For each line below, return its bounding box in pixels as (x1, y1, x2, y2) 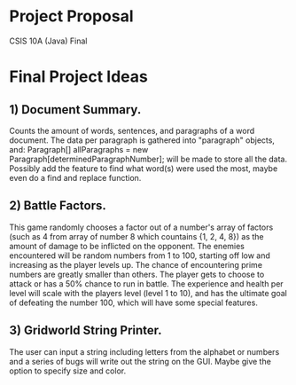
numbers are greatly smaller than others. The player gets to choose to (9, 269, 265, 279)
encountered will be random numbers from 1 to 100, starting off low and (9, 250, 270, 261)
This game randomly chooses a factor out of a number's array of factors (9, 222, 274, 232)
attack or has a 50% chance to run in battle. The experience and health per (9, 278, 284, 289)
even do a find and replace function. (9, 172, 142, 183)
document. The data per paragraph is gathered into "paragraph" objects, (9, 135, 275, 145)
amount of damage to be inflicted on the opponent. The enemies (9, 240, 245, 251)
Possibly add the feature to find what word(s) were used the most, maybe (9, 162, 278, 174)
